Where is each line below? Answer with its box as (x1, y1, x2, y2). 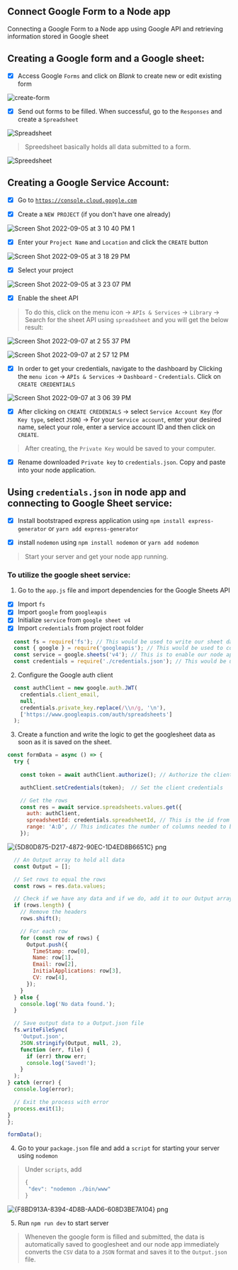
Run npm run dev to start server (17, 1218, 109, 1227)
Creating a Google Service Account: (7, 177, 170, 189)
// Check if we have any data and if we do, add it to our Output (13, 895, 214, 902)
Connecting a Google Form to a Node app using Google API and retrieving (7, 24, 223, 33)
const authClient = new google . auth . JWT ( (13, 685, 138, 692)
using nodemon (17, 1152, 58, 1160)
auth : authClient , (25, 810, 81, 817)
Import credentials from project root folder (17, 624, 144, 632)
